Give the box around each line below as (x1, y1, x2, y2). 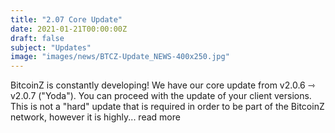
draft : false (10, 33, 65, 43)
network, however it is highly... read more (10, 111, 181, 123)
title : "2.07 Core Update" (10, 14, 123, 25)
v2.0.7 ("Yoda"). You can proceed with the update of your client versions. (10, 90, 312, 102)
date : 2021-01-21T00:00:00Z (10, 24, 128, 34)
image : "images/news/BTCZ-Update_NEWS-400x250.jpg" (10, 52, 230, 62)
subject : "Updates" (10, 42, 92, 53)
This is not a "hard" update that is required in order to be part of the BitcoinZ (10, 101, 325, 113)
